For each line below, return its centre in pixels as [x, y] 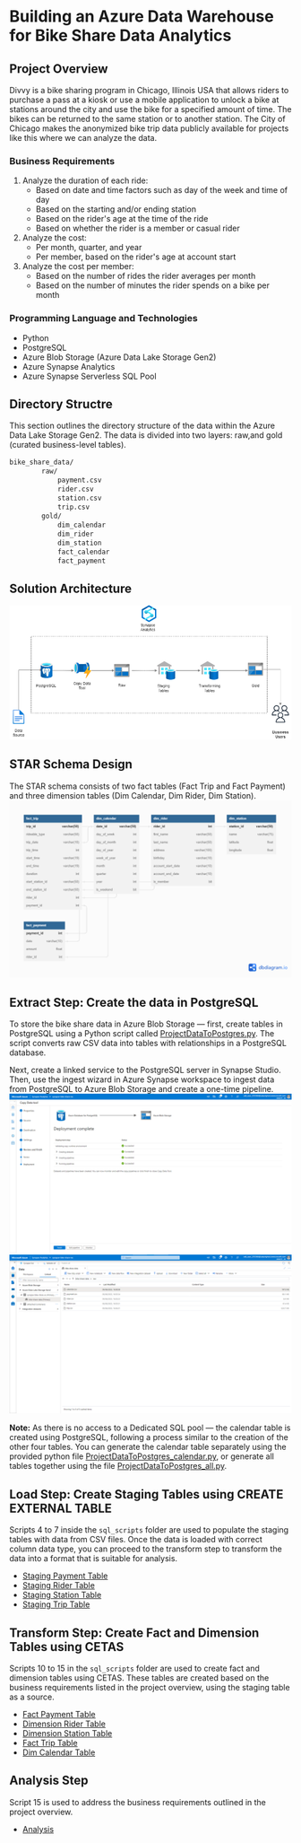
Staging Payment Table [65, 1576]
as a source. [32, 1697]
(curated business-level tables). [68, 445]
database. [28, 1053]
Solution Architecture [71, 588]
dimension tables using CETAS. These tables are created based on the [139, 1678]
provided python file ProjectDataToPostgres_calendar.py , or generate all [142, 1456]
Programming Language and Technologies [104, 319]
